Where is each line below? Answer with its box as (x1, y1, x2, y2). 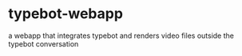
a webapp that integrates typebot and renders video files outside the (8, 31, 234, 40)
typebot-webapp (8, 5, 124, 23)
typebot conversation (8, 39, 79, 48)
